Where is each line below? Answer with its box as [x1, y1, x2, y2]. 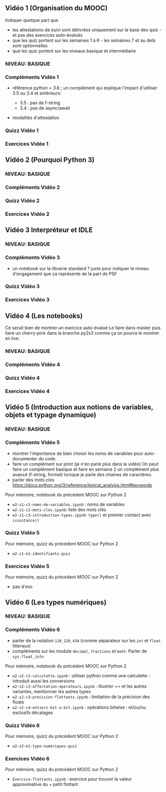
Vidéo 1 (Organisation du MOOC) [5, 4, 108, 12]
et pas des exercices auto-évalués [12, 32, 83, 38]
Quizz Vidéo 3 [5, 283, 40, 290]
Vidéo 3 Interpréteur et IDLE [5, 226, 93, 234]
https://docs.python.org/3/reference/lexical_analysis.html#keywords [12, 482, 152, 488]
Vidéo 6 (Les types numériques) [5, 598, 107, 606]
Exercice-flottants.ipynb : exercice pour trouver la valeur [12, 776, 132, 782]
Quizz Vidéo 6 [5, 722, 40, 729]
